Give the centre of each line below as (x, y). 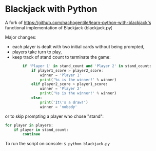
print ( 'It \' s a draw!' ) (64, 102)
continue (31, 134)
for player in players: (29, 125)
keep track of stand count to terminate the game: (61, 57)
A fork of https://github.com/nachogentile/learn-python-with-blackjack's (78, 22)
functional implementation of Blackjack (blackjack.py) (59, 27)
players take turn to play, (37, 52)
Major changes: (21, 37)
